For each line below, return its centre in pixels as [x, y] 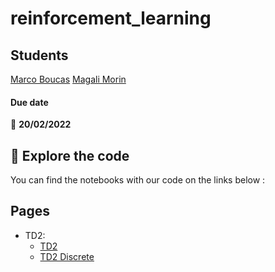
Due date [29, 102]
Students [39, 55]
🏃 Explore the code [70, 155]
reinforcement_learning [111, 18]
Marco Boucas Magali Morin [68, 79]
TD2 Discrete [67, 256]
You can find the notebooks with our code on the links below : [138, 180]
